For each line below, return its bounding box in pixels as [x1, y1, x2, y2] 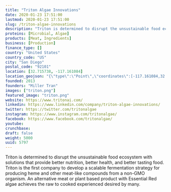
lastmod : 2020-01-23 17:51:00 [5, 17, 70, 22]
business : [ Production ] [5, 41, 56, 46]
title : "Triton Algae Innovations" [5, 7, 81, 13]
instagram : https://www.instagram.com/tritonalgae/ [5, 112, 117, 117]
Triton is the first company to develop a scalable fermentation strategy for [5, 165, 160, 171]
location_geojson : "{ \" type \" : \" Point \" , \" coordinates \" [5, 74, 129, 79]
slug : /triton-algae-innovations [5, 21, 76, 27]
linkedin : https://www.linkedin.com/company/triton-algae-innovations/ [5, 102, 160, 107]
